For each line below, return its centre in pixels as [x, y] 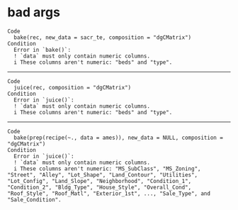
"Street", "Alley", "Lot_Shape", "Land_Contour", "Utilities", [103, 175]
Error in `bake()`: [42, 50]
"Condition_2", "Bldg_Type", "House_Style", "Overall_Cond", [100, 187]
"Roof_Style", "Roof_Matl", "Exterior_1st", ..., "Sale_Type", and [109, 193]
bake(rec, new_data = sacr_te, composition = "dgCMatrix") [103, 37]
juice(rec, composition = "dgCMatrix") [73, 87]
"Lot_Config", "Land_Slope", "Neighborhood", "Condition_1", [100, 181]
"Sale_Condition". [34, 199]
